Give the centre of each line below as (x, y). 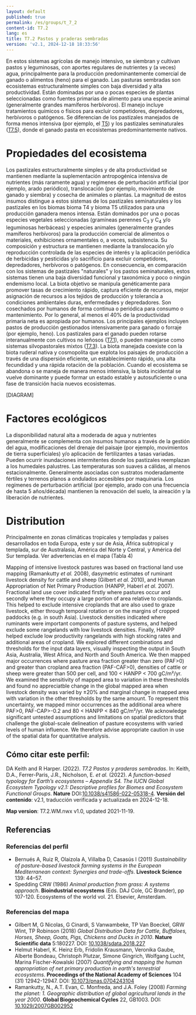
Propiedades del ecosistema (77, 154)
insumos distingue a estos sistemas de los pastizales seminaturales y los (94, 201)
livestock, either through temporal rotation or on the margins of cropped (93, 611)
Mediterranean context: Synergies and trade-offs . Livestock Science (98, 872)
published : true (26, 17)
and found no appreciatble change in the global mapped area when (87, 686)
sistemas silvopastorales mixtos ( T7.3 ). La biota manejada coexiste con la (94, 346)
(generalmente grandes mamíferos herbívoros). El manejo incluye (85, 105)
